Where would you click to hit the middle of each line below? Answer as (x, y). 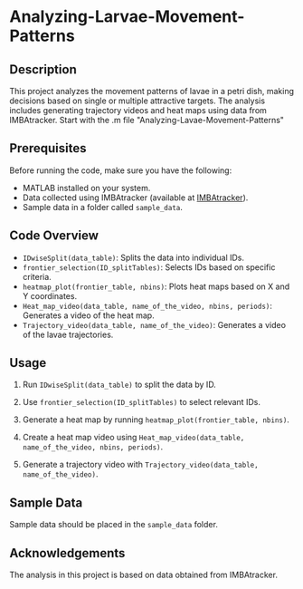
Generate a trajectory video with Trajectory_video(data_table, (141, 465)
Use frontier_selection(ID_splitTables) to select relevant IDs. (141, 402)
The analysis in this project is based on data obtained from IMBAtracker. (144, 575)
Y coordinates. (50, 295)
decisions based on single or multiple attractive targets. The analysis (137, 101)
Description (43, 69)
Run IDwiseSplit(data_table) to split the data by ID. (119, 385)
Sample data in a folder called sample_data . (102, 207)
